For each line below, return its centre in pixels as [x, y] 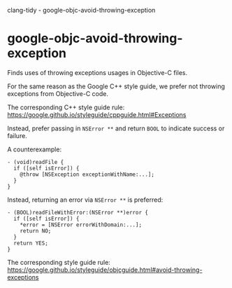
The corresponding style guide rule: [59, 262]
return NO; [36, 231]
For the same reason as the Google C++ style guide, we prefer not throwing [116, 86]
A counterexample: [34, 149]
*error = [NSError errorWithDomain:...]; [81, 225]
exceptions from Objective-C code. [58, 93]
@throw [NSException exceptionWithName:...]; [87, 174]
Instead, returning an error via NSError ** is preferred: [85, 200]
